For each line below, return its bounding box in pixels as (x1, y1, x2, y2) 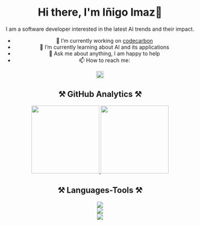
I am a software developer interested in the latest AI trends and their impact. (5, 25, 195, 33)
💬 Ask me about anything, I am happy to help (49, 49, 160, 57)
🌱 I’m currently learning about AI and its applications (40, 43, 169, 51)
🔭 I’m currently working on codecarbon (55, 37, 154, 44)
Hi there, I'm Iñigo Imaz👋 (37, 5, 163, 19)
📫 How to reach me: (79, 57, 130, 64)
